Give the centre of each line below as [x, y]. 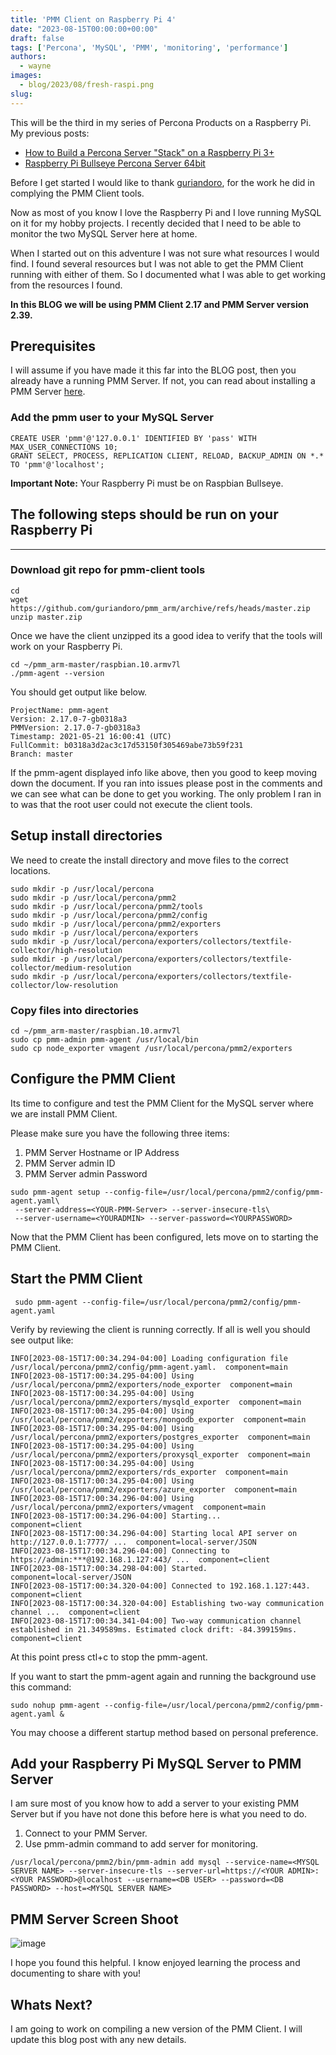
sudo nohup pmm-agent [55, 1705]
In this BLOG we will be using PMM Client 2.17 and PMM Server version [159, 304]
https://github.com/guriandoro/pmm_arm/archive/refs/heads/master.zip [160, 608]
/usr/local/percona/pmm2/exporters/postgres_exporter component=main [160, 1437]
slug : [21, 94]
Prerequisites [53, 346]
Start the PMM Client [76, 1279]
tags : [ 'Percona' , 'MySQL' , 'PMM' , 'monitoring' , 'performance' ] [149, 47]
